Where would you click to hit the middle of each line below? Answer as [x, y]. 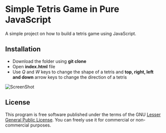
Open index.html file [34, 66]
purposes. [41, 125]
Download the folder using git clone [49, 61]
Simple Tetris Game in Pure [62, 9]
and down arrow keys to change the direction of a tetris [70, 77]
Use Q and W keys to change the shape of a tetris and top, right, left [83, 72]
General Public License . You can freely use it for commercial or [70, 120]
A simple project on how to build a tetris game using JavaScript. [71, 33]
